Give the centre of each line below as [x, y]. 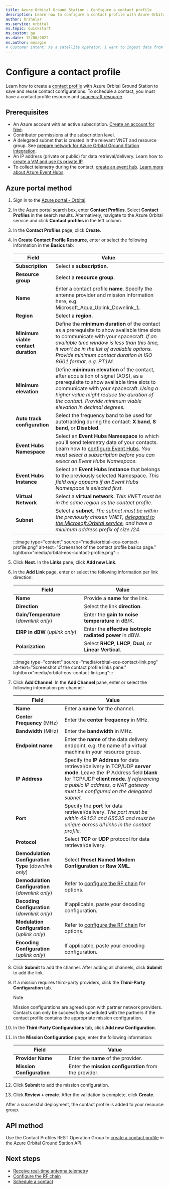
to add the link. [28, 973]
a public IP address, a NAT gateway [107, 785]
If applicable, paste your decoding [105, 905]
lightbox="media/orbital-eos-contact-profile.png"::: [66, 553]
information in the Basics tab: [43, 245]
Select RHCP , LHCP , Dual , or [118, 644]
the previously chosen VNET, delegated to [105, 517]
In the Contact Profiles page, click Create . [57, 230]
